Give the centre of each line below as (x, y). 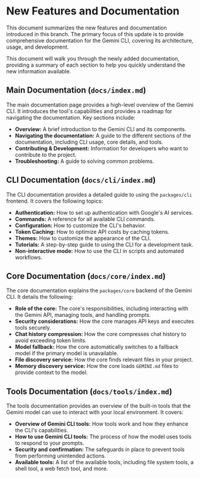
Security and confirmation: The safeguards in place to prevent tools (100, 450)
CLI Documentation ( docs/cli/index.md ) (81, 180)
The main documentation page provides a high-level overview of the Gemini (100, 105)
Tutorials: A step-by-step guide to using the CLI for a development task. (104, 244)
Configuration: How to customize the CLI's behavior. (80, 225)
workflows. (29, 257)
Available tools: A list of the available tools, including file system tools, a (104, 462)
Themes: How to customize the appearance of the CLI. (83, 238)
